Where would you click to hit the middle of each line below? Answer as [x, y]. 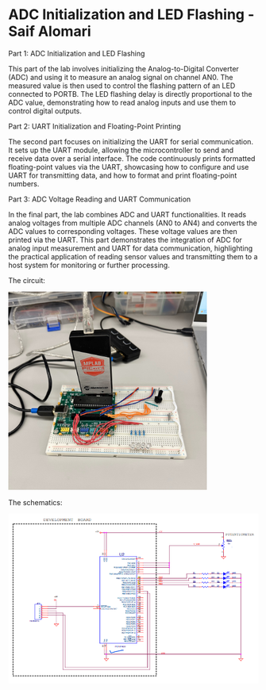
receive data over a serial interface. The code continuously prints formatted [132, 158]
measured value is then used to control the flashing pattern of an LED [122, 86]
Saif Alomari [50, 31]
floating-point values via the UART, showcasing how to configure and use [129, 167]
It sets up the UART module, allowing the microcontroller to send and [121, 150]
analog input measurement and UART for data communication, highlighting [130, 248]
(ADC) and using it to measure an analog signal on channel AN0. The [121, 77]
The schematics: [35, 502]
